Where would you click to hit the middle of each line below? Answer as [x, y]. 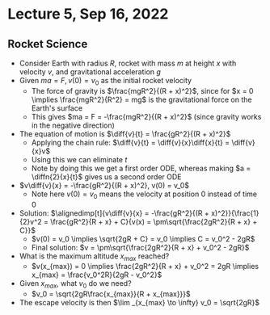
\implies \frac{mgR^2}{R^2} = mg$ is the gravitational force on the [141, 99]
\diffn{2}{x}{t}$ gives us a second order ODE [106, 176]
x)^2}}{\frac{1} [235, 213]
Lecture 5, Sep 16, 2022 [88, 14]
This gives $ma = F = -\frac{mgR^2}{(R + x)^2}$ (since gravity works [146, 116]
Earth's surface [57, 108]
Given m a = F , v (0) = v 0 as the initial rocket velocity [105, 82]
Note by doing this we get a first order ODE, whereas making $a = [141, 168]
